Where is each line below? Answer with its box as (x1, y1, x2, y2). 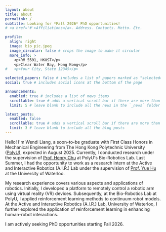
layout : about (5, 7, 35, 12)
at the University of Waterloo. (5, 170, 65, 176)
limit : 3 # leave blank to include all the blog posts (9, 125, 125, 131)
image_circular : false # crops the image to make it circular (9, 48, 140, 53)
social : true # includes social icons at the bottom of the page (5, 80, 142, 85)
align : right (9, 39, 37, 44)
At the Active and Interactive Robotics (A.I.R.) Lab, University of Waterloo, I (5, 201, 157, 207)
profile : (5, 35, 23, 39)
